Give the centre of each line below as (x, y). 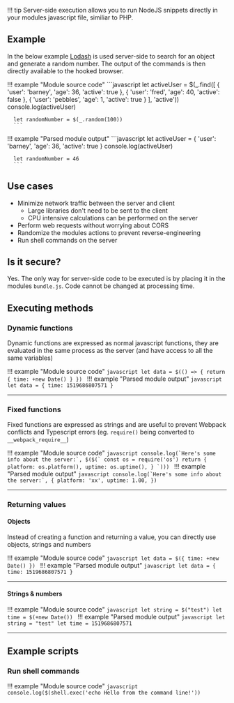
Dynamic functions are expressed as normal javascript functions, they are (113, 343)
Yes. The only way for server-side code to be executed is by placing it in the (116, 279)
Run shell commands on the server (67, 240)
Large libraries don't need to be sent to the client (98, 210)
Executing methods (50, 308)
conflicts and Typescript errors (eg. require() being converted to (101, 432)
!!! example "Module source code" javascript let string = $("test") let (115, 609)
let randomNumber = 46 (46, 159)
